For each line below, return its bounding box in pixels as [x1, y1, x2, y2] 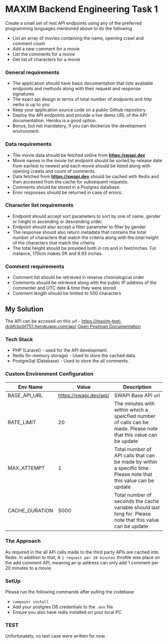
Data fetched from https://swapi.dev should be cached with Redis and [12, 173, 159, 179]
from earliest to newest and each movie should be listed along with [12, 163, 151, 169]
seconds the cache [114, 497, 159, 504]
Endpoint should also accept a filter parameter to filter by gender [12, 224, 146, 230]
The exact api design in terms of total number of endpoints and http [12, 96, 152, 102]
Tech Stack [5, 336, 33, 343]
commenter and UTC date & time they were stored [12, 285, 116, 291]
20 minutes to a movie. [5, 565, 52, 571]
